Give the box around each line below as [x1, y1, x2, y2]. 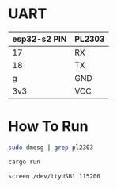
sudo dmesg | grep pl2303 [8, 144, 93, 152]
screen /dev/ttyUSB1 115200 [8, 172, 101, 180]
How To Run [8, 117, 89, 136]
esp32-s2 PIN [12, 33, 67, 44]
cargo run [8, 158, 41, 166]
